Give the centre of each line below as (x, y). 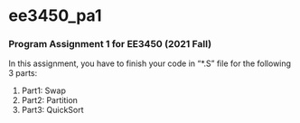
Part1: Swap (44, 90)
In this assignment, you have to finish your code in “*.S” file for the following (150, 63)
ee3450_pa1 (55, 16)
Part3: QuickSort (52, 110)
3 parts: (23, 73)
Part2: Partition (50, 100)
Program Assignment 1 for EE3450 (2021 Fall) (110, 44)
